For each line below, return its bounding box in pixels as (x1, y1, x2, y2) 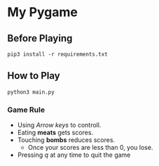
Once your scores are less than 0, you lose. (27, 143, 153, 152)
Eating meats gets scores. (17, 128, 93, 137)
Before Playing (7, 32, 73, 44)
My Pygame (7, 4, 78, 20)
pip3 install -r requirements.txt (7, 51, 109, 58)
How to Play (7, 70, 61, 82)
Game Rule (7, 105, 46, 115)
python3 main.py (7, 89, 55, 96)
